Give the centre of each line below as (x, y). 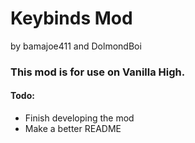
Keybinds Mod (71, 18)
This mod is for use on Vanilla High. (98, 72)
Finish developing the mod (79, 118)
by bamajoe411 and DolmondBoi (76, 46)
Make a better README (73, 129)
